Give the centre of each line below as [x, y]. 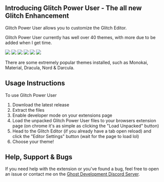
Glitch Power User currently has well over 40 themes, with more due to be [80, 37]
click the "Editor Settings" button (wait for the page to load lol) [76, 136]
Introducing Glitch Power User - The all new [74, 8]
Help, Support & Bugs [39, 157]
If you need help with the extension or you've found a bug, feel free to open [82, 169]
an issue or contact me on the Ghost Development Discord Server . [72, 174]
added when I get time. [29, 43]
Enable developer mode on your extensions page [62, 115]
